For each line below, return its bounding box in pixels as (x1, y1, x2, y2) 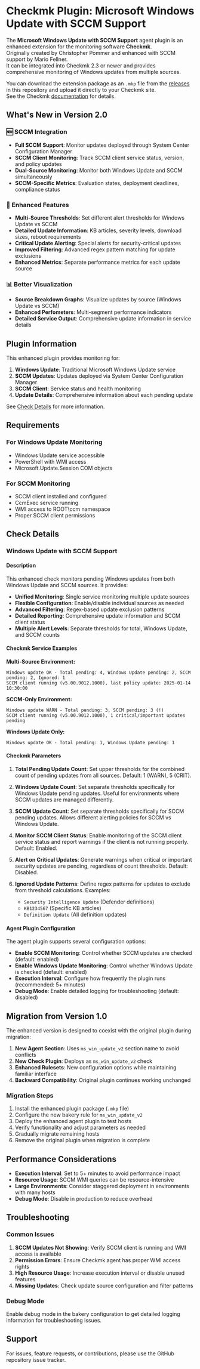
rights (14, 1263, 30, 1270)
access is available (14, 1250, 61, 1257)
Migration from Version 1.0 (6, 1011, 107, 1021)
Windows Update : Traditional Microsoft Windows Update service (14, 366, 176, 374)
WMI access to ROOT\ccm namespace (14, 505, 110, 513)
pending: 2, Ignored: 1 (6, 674, 66, 681)
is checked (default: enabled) (14, 969, 88, 976)
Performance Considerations (6, 1154, 116, 1164)
